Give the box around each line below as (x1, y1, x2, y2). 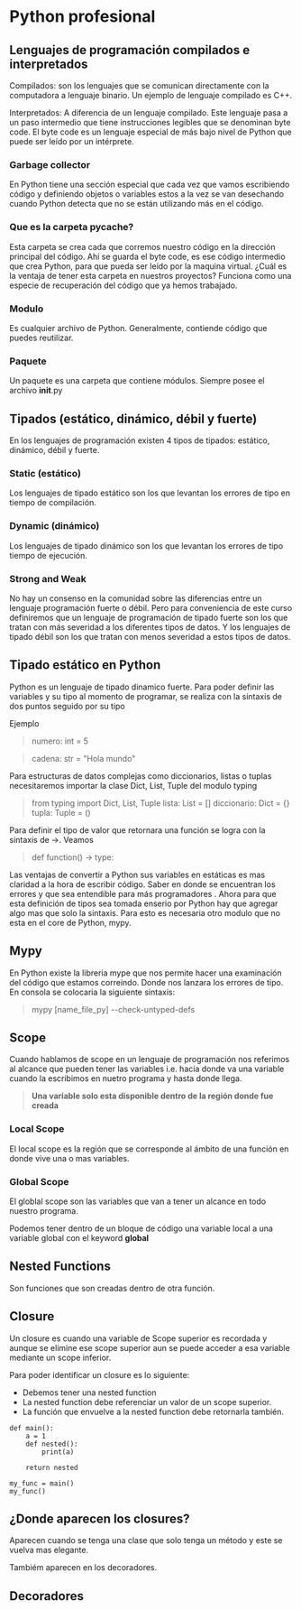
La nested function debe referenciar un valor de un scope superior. (22, 1396, 272, 1407)
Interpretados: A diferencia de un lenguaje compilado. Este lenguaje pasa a (9, 107, 288, 118)
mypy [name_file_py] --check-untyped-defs (31, 1004, 196, 1014)
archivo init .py (9, 385, 63, 396)
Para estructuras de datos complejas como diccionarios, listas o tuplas (9, 770, 272, 782)
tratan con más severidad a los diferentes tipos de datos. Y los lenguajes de (9, 621, 291, 633)
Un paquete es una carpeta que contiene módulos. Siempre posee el (9, 375, 265, 386)
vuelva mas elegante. (9, 1545, 88, 1556)
